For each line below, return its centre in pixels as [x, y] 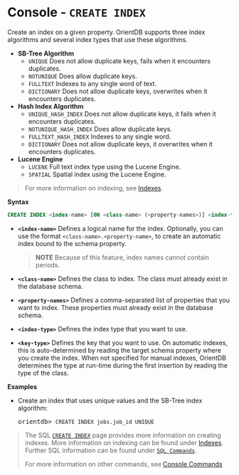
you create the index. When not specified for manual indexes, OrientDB [122, 358]
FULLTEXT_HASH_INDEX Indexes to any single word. [100, 137]
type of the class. [43, 373]
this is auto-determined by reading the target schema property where [119, 350]
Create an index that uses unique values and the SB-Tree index [110, 400]
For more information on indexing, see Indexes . [94, 188]
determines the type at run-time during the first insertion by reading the [122, 365]
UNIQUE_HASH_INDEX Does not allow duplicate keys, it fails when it [122, 114]
